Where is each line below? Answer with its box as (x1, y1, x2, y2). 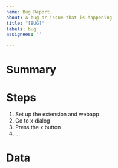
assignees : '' (6, 32, 42, 38)
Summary (6, 63, 56, 76)
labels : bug (6, 25, 36, 32)
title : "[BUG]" (6, 20, 45, 26)
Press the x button (15, 124, 61, 131)
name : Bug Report (6, 8, 50, 15)
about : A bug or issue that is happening (6, 15, 113, 21)
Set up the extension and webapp (15, 110, 99, 118)
